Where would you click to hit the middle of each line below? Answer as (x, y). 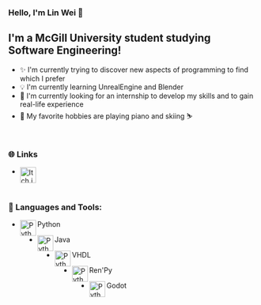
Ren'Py (101, 270)
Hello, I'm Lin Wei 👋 (46, 13)
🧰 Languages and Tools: (55, 207)
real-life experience (52, 104)
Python (49, 224)
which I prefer (42, 78)
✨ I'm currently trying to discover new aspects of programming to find (134, 70)
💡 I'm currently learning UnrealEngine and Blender (102, 87)
